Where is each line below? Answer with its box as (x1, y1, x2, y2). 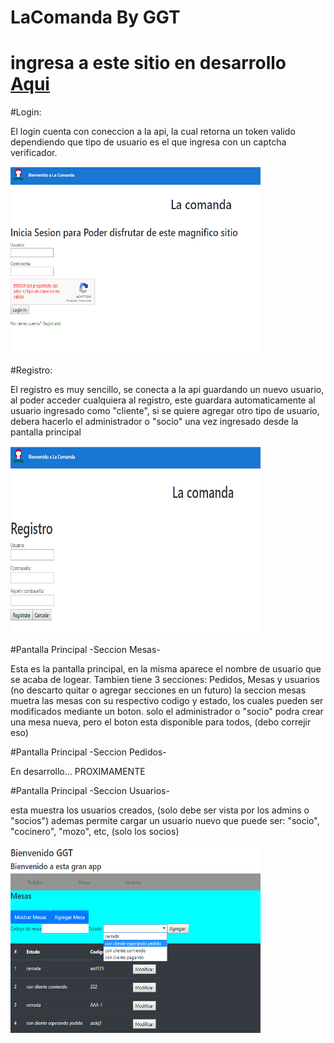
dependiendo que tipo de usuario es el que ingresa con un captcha (10, 136, 287, 148)
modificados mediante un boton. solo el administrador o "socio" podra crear (10, 706, 324, 718)
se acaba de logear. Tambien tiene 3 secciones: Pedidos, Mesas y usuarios (10, 674, 321, 686)
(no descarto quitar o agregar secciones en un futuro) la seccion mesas (10, 684, 307, 696)
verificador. (10, 147, 58, 159)
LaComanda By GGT (10, 6, 181, 29)
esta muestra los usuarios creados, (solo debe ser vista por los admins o (10, 804, 310, 816)
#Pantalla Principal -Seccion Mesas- (10, 644, 161, 656)
